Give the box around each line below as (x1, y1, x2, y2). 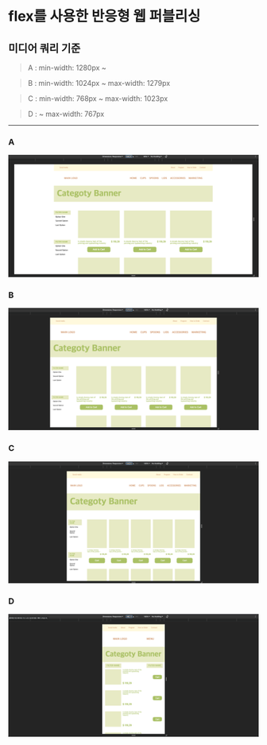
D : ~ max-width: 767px (27, 109, 105, 118)
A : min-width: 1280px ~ (27, 63, 107, 72)
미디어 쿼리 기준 (8, 41, 81, 55)
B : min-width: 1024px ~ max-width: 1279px (27, 79, 171, 87)
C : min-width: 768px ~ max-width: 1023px (27, 94, 168, 103)
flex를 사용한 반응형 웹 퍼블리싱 (8, 7, 201, 25)
